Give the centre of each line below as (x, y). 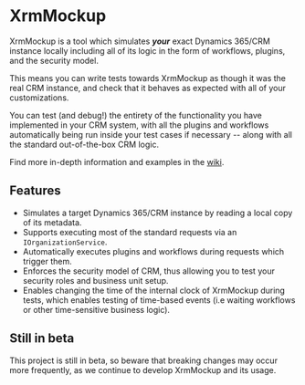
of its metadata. (52, 222)
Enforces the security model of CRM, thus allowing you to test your (149, 271)
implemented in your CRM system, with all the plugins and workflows (139, 125)
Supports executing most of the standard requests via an (130, 232)
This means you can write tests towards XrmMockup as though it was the (147, 78)
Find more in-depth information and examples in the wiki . (117, 161)
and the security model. (54, 60)
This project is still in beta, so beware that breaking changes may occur (144, 360)
